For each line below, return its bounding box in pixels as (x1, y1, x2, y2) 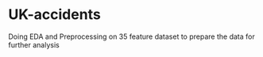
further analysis (8, 40, 60, 49)
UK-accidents (8, 6, 101, 24)
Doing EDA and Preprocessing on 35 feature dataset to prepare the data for (8, 32, 256, 41)
